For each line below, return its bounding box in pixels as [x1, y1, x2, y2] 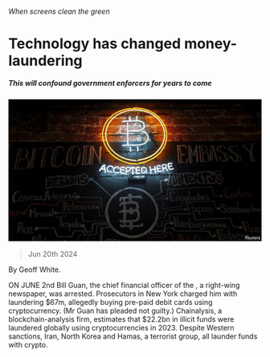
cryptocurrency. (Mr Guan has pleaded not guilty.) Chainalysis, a [8, 306, 223, 316]
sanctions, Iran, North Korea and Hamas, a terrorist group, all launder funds [8, 331, 258, 341]
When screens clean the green [8, 6, 110, 16]
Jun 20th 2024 [27, 249, 78, 259]
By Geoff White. [8, 265, 61, 274]
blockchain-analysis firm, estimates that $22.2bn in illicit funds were [8, 314, 235, 324]
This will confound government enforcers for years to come [8, 79, 212, 88]
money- [183, 34, 238, 52]
